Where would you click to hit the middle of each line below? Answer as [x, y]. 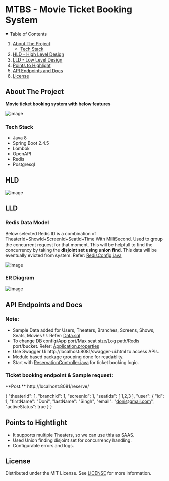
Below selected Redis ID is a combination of [51, 233]
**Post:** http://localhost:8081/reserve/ [47, 386]
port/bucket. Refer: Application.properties [56, 346]
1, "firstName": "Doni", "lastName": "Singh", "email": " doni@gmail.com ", [80, 401]
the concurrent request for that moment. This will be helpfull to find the [79, 244]
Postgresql [24, 164]
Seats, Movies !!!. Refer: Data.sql [46, 335]
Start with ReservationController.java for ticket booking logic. [76, 362]
